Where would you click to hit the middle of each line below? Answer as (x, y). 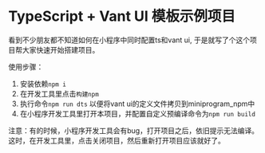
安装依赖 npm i (43, 84)
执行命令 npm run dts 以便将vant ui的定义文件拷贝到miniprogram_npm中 (137, 104)
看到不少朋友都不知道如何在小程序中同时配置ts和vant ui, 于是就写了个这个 (129, 40)
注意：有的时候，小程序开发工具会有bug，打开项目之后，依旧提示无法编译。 (134, 130)
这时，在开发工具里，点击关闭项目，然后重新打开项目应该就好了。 (117, 140)
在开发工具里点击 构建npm (59, 93)
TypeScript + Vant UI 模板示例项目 (122, 16)
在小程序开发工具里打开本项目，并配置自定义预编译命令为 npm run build (137, 113)
